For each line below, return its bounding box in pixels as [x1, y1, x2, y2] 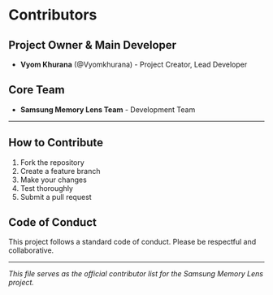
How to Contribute [8, 136, 104, 150]
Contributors [8, 6, 97, 24]
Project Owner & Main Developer [8, 38, 177, 52]
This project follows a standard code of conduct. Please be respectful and [8, 237, 257, 247]
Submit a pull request [19, 192, 92, 202]
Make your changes [19, 175, 87, 184]
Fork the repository [19, 157, 85, 167]
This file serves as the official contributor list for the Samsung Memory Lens [8, 269, 264, 279]
